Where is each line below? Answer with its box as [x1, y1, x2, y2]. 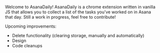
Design [12, 38, 27, 43]
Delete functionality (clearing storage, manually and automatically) [12, 33, 145, 38]
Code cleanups [12, 43, 43, 48]
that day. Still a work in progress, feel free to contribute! [5, 14, 116, 20]
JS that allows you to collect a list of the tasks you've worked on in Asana [5, 9, 151, 15]
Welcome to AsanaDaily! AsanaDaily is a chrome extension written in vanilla [5, 4, 156, 10]
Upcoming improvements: [5, 23, 57, 29]
